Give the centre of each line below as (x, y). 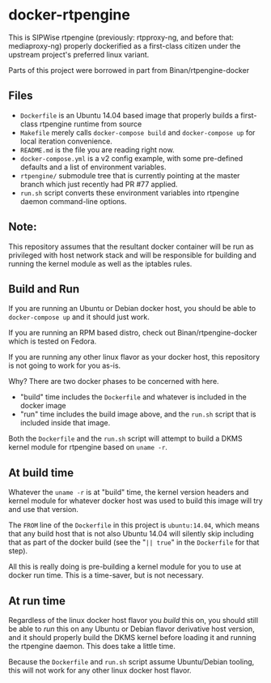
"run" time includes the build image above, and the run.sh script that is (138, 414)
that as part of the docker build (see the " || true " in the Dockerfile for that (134, 542)
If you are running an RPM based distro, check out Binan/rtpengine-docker (133, 333)
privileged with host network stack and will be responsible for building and (133, 255)
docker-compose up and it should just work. (79, 317)
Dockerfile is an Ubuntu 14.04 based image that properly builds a (129, 115)
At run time (37, 601)
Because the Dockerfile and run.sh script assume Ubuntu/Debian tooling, (131, 662)
